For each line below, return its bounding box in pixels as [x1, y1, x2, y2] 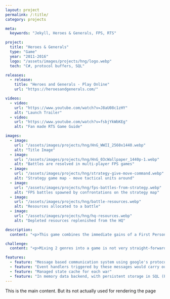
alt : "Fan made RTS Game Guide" [14, 124, 82, 129]
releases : [5, 72, 26, 78]
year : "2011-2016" [10, 54, 49, 59]
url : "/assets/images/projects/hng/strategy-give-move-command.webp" [14, 171, 164, 176]
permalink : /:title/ [5, 12, 49, 17]
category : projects [5, 17, 47, 22]
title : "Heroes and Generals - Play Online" [14, 82, 110, 87]
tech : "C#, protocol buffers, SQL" [10, 63, 85, 68]
